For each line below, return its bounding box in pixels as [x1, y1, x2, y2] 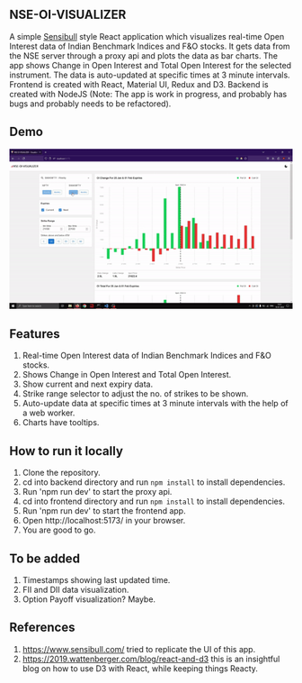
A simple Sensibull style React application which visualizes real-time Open [9, 31, 285, 41]
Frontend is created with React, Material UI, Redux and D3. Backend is [9, 78, 269, 89]
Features [9, 326, 60, 341]
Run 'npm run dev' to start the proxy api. [22, 487, 173, 497]
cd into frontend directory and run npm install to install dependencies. [22, 496, 286, 507]
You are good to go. [22, 524, 96, 535]
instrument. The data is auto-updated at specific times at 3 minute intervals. [9, 69, 290, 80]
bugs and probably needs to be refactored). [9, 98, 172, 109]
